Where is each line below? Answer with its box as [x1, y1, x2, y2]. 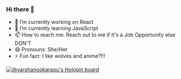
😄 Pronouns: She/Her [14, 46, 68, 53]
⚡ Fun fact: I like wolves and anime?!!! [14, 53, 105, 60]
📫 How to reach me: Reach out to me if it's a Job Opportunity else [14, 32, 176, 39]
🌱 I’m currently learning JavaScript [14, 25, 98, 32]
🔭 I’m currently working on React [14, 19, 94, 26]
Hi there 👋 [6, 5, 35, 13]
